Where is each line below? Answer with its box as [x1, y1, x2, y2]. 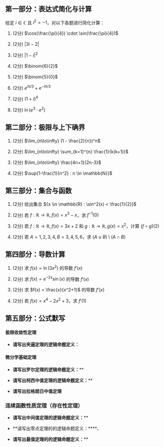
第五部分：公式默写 [5, 314, 65, 323]
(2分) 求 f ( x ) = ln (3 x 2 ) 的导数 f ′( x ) [12, 264, 83, 271]
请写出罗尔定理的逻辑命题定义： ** [12, 366, 84, 373]
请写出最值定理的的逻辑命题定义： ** [12, 436, 89, 442]
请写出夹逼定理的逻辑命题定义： [12, 342, 79, 348]
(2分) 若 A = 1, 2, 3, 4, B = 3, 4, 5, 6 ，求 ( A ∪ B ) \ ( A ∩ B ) [12, 234, 126, 240]
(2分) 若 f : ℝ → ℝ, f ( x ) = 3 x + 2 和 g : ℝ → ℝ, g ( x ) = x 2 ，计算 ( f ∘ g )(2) [12, 222, 159, 229]
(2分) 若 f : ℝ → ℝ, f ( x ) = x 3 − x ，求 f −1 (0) [12, 211, 99, 218]
